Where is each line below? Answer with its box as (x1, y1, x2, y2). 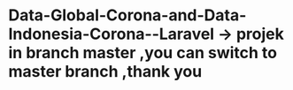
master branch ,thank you (8, 62, 203, 82)
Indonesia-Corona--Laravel (8, 24, 214, 44)
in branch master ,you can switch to (8, 43, 278, 63)
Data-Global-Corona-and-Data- (8, 5, 247, 26)
